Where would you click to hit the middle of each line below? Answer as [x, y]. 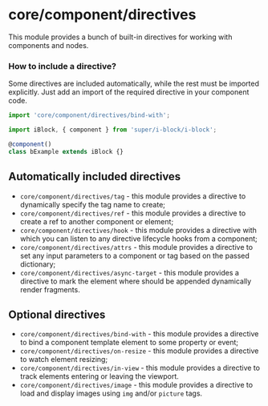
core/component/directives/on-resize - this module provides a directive [139, 351]
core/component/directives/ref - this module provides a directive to [133, 213]
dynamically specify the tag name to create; [93, 204]
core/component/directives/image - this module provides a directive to [136, 385]
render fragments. [50, 289]
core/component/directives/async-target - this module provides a [129, 272]
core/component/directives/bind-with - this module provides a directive [139, 334]
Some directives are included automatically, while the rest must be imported [134, 84]
